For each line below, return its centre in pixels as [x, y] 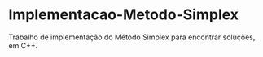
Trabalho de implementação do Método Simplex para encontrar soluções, [132, 37]
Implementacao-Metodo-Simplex [123, 15]
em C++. [23, 45]
